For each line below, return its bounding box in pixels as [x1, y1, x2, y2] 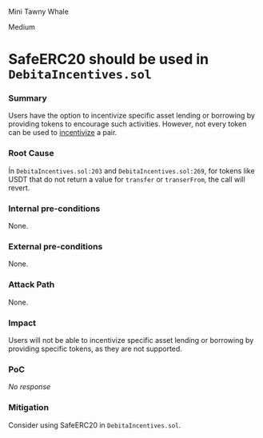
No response [8, 382, 51, 392]
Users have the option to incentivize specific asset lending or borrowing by [8, 111, 256, 121]
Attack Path [8, 279, 55, 290]
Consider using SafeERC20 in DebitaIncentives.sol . [8, 420, 181, 430]
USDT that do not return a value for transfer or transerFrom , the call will [8, 174, 245, 184]
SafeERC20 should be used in [8, 50, 209, 69]
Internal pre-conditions [8, 203, 101, 214]
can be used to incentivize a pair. [8, 128, 118, 137]
